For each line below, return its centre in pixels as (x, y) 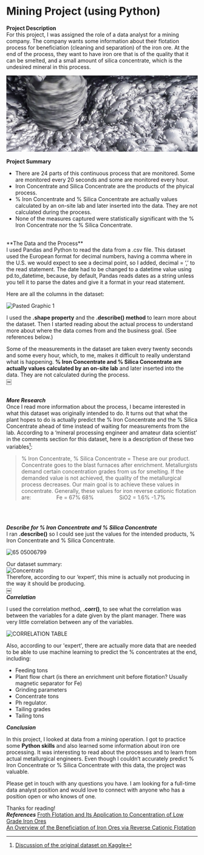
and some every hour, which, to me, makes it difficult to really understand (98, 355)
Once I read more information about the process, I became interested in (96, 406)
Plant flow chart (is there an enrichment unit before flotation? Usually (101, 676)
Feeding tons (32, 670)
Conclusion (21, 727)
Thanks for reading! (31, 808)
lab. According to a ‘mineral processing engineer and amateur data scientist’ (102, 432)
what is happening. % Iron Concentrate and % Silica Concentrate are (94, 361)
